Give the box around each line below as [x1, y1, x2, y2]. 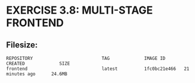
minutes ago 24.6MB [6, 71, 68, 77]
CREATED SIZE [6, 60, 70, 66]
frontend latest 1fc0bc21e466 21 [6, 66, 190, 72]
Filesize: [6, 40, 38, 50]
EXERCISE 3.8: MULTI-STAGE [6, 4, 153, 17]
